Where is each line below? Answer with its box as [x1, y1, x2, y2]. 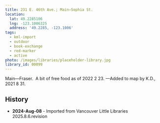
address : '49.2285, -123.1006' [9, 26, 74, 31]
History [5, 95, 28, 103]
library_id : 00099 [5, 62, 43, 67]
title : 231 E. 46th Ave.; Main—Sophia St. [5, 7, 93, 12]
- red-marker [9, 48, 36, 53]
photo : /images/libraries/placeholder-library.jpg [5, 58, 111, 62]
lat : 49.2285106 [9, 16, 43, 21]
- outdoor [9, 39, 29, 44]
